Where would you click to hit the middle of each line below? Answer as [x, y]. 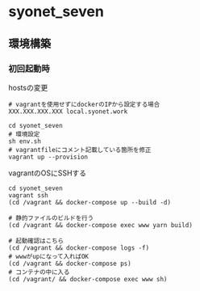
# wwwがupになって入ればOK [48, 256]
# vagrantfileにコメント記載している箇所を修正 [80, 150]
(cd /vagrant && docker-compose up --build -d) [90, 202]
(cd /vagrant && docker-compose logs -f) [79, 248]
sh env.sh [25, 141]
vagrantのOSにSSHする [48, 173]
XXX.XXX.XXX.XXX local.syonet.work [68, 112]
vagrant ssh [28, 195]
